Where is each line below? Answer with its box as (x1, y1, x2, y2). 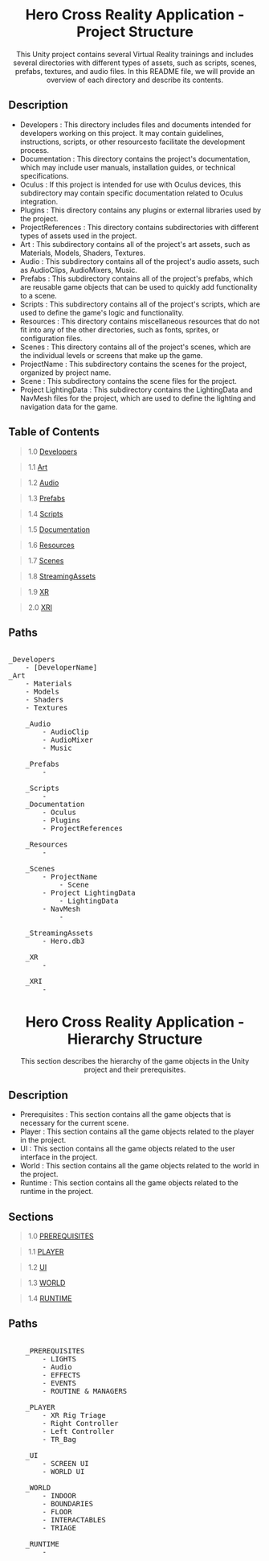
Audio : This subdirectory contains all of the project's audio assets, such (19, 256, 259, 266)
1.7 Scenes (27, 555, 64, 565)
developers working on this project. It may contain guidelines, (19, 128, 224, 138)
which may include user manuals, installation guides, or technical (19, 163, 235, 172)
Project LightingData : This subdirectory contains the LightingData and (19, 385, 253, 394)
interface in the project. (19, 1152, 98, 1162)
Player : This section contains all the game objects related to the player (19, 1126, 255, 1136)
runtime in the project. (19, 1187, 94, 1196)
